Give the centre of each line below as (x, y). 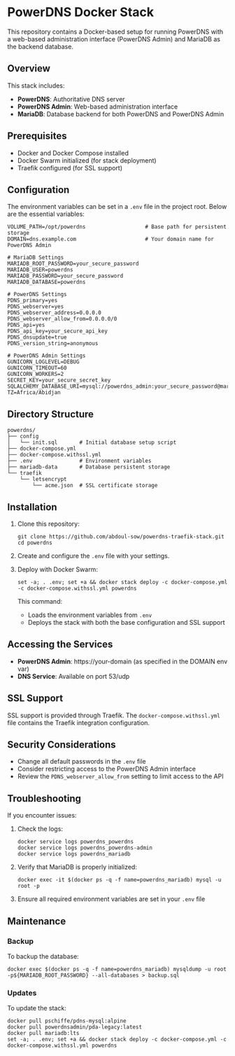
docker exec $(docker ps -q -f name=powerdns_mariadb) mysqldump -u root (117, 969)
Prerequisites (37, 136)
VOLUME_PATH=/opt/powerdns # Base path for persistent (117, 227)
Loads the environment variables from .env (90, 615)
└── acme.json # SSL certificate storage (95, 486)
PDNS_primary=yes (33, 301)
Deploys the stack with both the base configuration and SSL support (126, 622)
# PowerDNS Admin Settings (47, 356)
